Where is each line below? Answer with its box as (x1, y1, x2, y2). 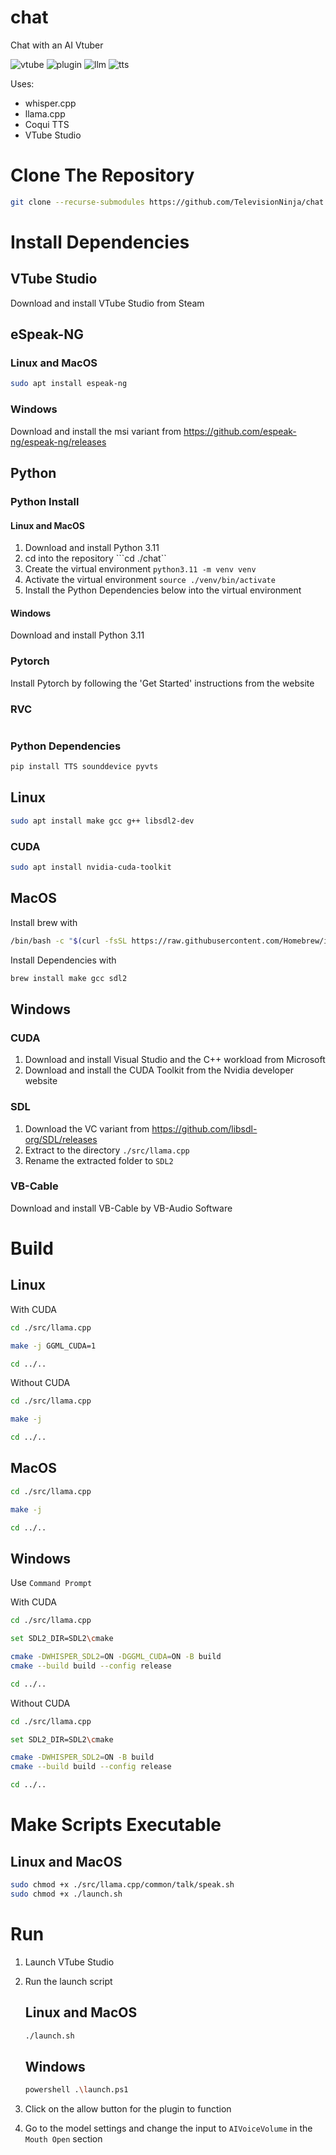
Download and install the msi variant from (10, 425, 182, 437)
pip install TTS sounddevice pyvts (10, 762, 159, 772)
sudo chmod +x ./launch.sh (10, 1889, 123, 1899)
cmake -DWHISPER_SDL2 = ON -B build (10, 1752, 155, 1763)
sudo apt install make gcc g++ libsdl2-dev (10, 816, 195, 826)
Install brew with (10, 916, 78, 928)
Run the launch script (24, 1975, 113, 1987)
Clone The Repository (10, 164, 195, 187)
